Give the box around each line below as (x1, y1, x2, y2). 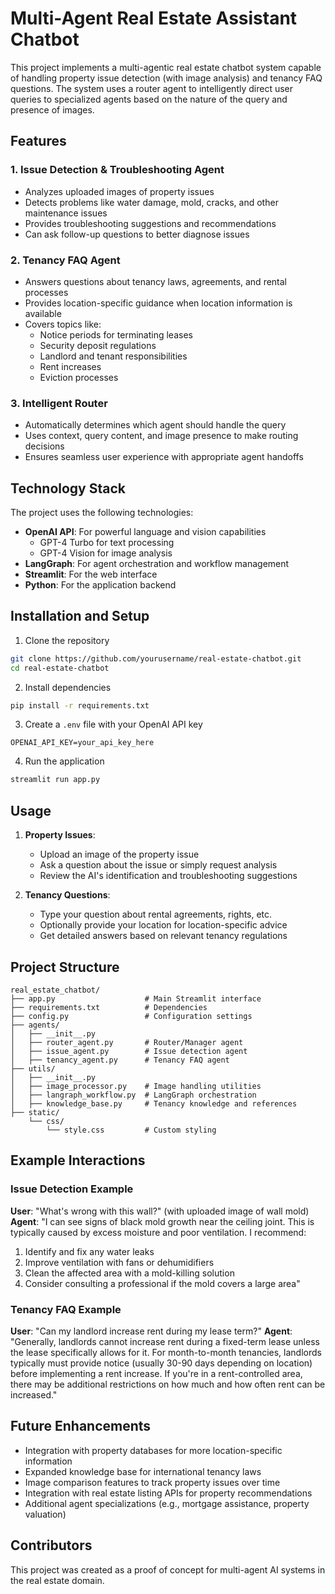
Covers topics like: (24, 318, 102, 330)
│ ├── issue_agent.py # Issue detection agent (10, 1046, 248, 1056)
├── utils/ (10, 1063, 56, 1074)
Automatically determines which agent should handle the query (24, 419, 287, 431)
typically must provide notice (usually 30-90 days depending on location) (10, 1357, 313, 1369)
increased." (10, 1388, 58, 1401)
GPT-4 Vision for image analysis (39, 547, 173, 559)
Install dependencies (24, 681, 112, 693)
